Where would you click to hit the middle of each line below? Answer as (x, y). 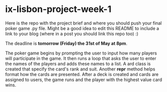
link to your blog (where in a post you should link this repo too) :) (72, 33)
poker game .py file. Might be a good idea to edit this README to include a (82, 28)
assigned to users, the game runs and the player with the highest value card (84, 79)
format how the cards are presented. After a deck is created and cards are (82, 74)
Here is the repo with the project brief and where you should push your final (83, 23)
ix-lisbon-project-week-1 (58, 9)
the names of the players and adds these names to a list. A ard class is (78, 63)
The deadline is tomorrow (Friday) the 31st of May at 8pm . (66, 43)
